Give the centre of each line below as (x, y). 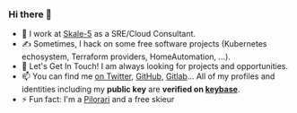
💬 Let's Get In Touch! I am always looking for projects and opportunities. (155, 66)
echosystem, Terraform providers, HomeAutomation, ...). (126, 56)
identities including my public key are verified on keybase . (131, 90)
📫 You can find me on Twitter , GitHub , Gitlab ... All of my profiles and (148, 76)
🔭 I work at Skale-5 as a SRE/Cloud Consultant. (109, 34)
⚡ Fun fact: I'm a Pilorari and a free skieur (98, 100)
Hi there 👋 (31, 14)
